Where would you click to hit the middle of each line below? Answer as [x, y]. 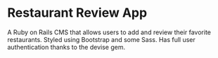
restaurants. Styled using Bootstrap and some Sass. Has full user [101, 39]
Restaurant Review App [77, 13]
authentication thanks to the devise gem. [66, 47]
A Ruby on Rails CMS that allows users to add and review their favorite [109, 32]
